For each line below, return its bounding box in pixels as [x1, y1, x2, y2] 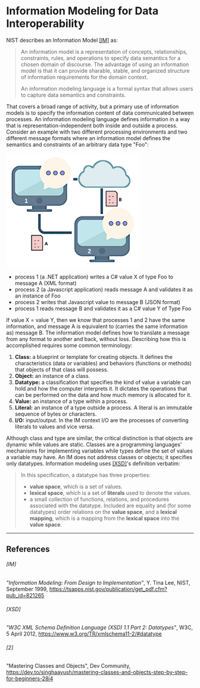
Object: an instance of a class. [14, 373, 90, 380]
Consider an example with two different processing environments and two [6, 128, 187, 135]
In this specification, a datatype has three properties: [20, 472, 151, 479]
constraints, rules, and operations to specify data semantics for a [20, 54, 180, 61]
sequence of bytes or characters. [14, 410, 97, 418]
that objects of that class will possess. [14, 366, 109, 373]
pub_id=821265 [6, 591, 45, 599]
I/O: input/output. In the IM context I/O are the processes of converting [14, 417, 189, 424]
